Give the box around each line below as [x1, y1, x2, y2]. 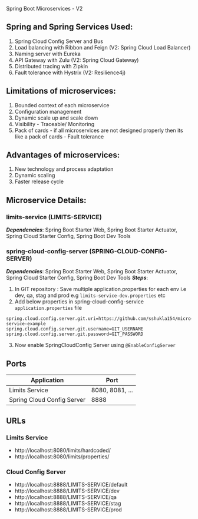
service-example [6, 321, 46, 327]
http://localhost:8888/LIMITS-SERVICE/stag [14, 500, 121, 507]
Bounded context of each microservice [14, 101, 110, 108]
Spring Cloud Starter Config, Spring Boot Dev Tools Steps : [6, 274, 148, 282]
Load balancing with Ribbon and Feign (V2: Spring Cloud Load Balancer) [14, 44, 191, 51]
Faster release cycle [14, 178, 64, 185]
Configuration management [14, 108, 82, 115]
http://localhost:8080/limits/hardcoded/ [14, 447, 111, 454]
